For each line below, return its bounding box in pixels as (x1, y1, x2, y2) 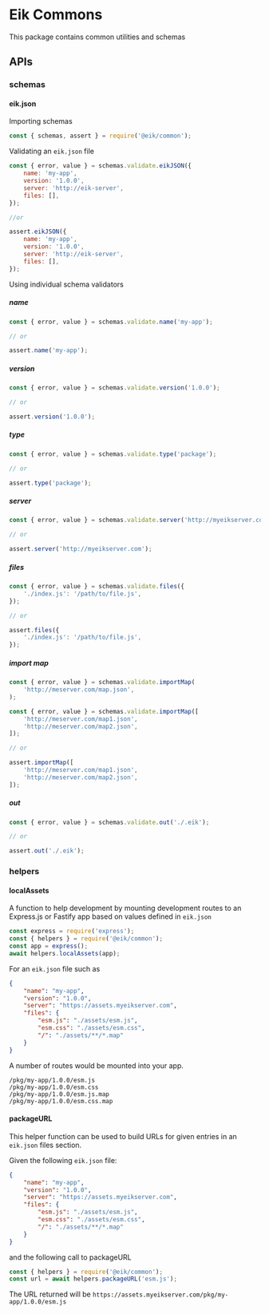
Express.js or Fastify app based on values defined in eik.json (9, 912, 212, 921)
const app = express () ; (9, 942, 89, 951)
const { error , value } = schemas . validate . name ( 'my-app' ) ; (9, 318, 214, 326)
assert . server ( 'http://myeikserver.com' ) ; (9, 545, 152, 553)
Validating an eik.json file (9, 146, 95, 156)
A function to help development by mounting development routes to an (9, 904, 242, 913)
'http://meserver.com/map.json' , (23, 686, 135, 694)
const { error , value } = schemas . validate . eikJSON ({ (9, 162, 192, 170)
